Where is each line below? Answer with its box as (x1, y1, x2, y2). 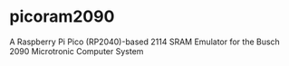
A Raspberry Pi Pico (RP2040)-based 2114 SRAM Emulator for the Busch (9, 36, 281, 47)
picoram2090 (9, 6, 115, 27)
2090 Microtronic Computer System (9, 45, 144, 56)
